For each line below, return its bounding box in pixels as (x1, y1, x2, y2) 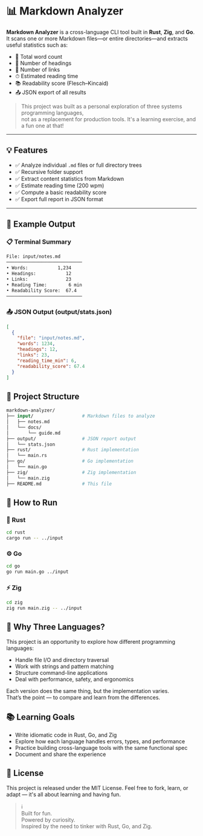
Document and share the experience (14, 751, 106, 758)
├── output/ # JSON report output (6, 435, 137, 442)
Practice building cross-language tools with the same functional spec (14, 744, 188, 751)
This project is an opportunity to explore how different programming (6, 638, 176, 645)
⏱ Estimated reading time (14, 72, 79, 79)
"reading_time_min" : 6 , (17, 358, 77, 364)
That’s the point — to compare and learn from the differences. (6, 694, 161, 701)
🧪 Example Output (6, 219, 76, 230)
